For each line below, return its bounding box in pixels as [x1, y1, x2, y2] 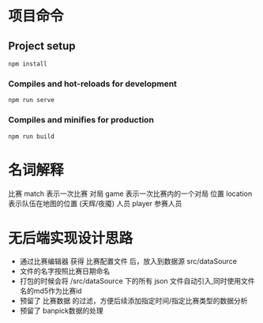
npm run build [8, 132, 55, 141]
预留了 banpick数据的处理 [19, 306, 104, 316]
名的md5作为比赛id [19, 286, 82, 296]
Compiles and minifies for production [8, 115, 154, 126]
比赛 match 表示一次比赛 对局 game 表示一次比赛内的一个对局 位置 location [8, 189, 253, 198]
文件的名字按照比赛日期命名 [19, 266, 111, 276]
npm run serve [8, 96, 55, 104]
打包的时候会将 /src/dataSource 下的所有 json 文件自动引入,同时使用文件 [19, 276, 255, 286]
